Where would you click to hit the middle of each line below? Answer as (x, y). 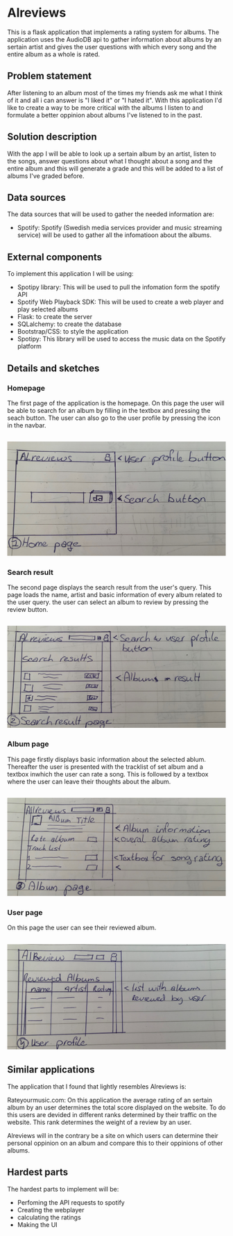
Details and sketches (53, 368)
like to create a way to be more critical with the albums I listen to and (105, 107)
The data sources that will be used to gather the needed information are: (111, 214)
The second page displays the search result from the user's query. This (109, 587)
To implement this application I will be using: (70, 274)
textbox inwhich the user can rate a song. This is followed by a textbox (108, 774)
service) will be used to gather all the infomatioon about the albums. (114, 235)
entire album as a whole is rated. (54, 54)
